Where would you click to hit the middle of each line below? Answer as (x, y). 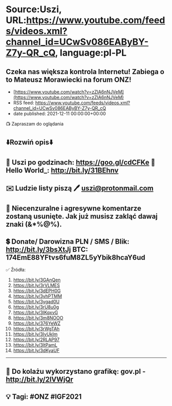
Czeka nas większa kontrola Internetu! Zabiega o (85, 72)
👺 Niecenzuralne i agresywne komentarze (74, 208)
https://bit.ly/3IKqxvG (35, 313)
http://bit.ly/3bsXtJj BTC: (47, 249)
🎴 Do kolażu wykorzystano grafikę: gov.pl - (76, 371)
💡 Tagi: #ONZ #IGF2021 (44, 397)
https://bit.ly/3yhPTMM (38, 296)
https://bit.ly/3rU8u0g (36, 307)
